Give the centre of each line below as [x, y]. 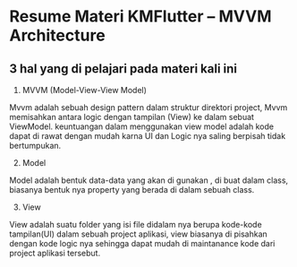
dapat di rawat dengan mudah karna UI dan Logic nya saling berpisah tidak [148, 136]
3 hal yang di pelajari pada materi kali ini [123, 69]
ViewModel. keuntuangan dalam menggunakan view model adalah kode [142, 126]
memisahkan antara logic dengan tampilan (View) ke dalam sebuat [132, 117]
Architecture [57, 35]
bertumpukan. [35, 146]
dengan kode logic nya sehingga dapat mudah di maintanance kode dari [142, 243]
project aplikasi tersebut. [55, 253]
